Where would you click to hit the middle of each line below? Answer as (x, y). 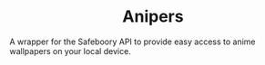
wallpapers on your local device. (71, 51)
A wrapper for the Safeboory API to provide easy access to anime (133, 42)
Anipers (153, 17)
